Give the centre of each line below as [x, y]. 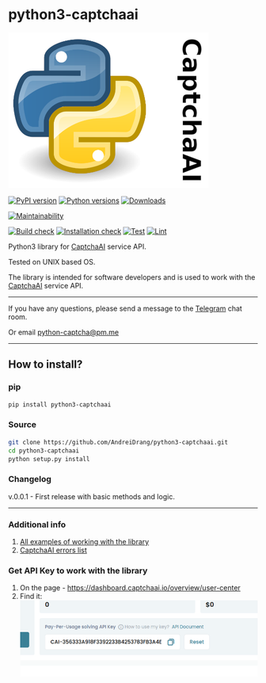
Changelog [30, 479]
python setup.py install [49, 459]
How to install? [46, 365]
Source [23, 425]
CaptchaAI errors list [53, 550]
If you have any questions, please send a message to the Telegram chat [125, 308]
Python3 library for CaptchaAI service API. [77, 246]
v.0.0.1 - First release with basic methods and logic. [92, 496]
